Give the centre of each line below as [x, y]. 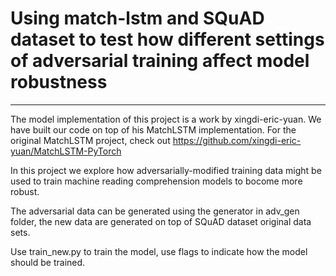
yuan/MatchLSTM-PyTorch [66, 151]
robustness [59, 82]
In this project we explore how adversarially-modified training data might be [166, 170]
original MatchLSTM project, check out [90, 140]
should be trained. [48, 262]
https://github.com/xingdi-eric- [237, 140]
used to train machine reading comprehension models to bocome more [156, 181]
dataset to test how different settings [167, 39]
